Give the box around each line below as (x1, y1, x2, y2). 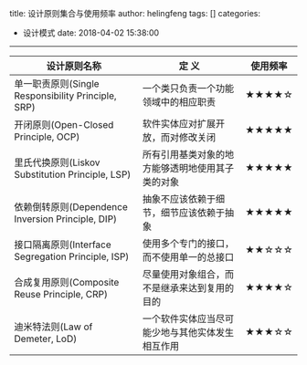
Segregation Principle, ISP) (14, 250, 130, 263)
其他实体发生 (178, 327, 235, 339)
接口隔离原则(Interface (14, 238, 111, 251)
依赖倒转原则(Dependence (14, 201, 128, 213)
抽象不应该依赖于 (142, 193, 217, 205)
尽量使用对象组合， (142, 268, 226, 280)
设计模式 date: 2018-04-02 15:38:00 (22, 27, 160, 38)
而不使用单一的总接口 (142, 251, 235, 263)
